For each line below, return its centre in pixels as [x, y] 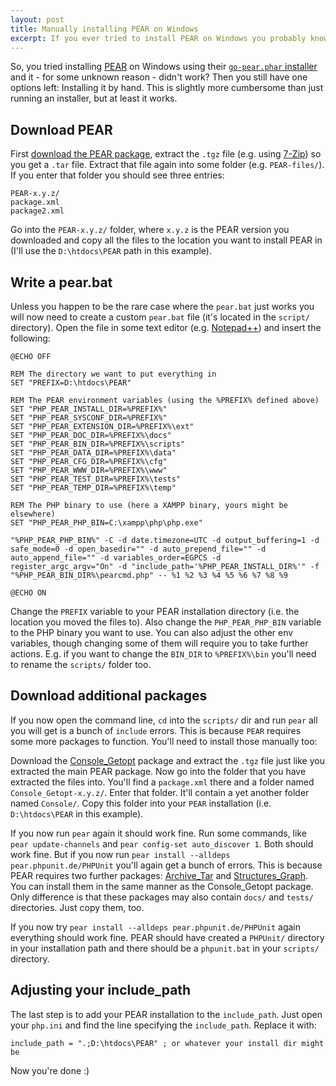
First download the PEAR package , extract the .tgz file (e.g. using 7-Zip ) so [166, 154]
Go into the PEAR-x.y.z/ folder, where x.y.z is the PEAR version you [150, 230]
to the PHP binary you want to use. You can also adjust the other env [152, 632]
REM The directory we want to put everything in [113, 374]
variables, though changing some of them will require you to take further [159, 643]
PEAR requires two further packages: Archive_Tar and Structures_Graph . [159, 875]
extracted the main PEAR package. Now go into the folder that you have [158, 771]
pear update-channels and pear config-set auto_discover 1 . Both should [162, 843]
